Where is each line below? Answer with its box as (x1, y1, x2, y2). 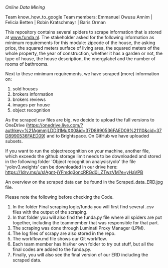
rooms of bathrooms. (5, 61, 49, 67)
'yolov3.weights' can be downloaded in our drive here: (5, 164, 118, 170)
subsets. (5, 138, 23, 144)
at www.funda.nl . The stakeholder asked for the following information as (5, 35, 154, 40)
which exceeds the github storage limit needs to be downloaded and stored (5, 153, 161, 159)
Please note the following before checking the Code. (5, 194, 114, 200)
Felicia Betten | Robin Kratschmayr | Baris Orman (5, 20, 106, 25)
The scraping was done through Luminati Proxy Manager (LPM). (12, 225, 145, 231)
